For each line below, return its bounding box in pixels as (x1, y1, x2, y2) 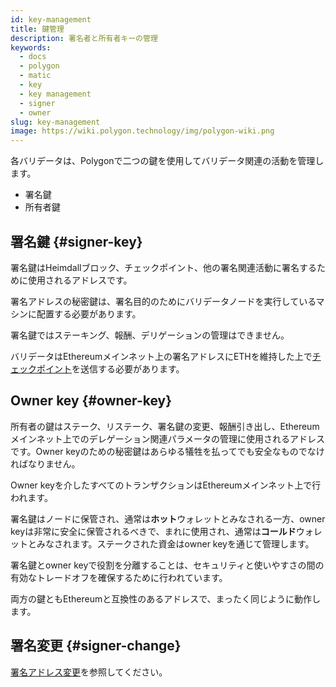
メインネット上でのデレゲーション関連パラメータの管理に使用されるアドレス (10, 432, 326, 445)
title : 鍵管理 (10, 24, 65, 34)
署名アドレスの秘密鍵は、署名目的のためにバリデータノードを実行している (10, 295, 317, 307)
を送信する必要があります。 (71, 362, 185, 375)
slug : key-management (10, 117, 101, 127)
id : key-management (10, 14, 92, 25)
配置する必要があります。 (36, 307, 142, 320)
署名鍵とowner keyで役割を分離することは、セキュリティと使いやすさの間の (10, 559, 325, 571)
